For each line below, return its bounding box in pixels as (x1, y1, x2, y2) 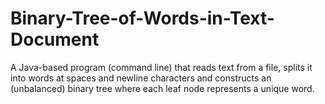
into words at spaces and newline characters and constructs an (10, 72, 272, 84)
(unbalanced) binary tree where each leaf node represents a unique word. (10, 82, 315, 94)
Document (10, 28, 100, 51)
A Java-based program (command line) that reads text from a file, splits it (10, 61, 313, 73)
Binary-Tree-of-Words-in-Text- (10, 7, 275, 30)
